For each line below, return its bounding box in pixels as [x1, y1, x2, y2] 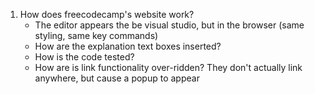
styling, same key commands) [34, 30, 159, 41]
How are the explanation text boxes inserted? [34, 40, 222, 52]
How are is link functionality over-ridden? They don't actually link [34, 62, 303, 73]
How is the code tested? [34, 51, 135, 63]
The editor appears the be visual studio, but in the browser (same [34, 19, 305, 31]
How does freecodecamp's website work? [19, 9, 195, 20]
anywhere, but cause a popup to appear [34, 72, 200, 84]
